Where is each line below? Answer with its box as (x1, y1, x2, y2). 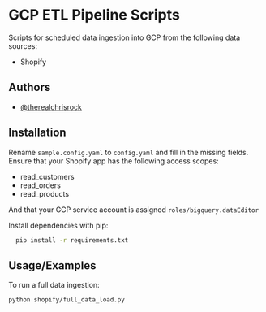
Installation (8, 126, 66, 140)
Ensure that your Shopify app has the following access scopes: (8, 156, 219, 166)
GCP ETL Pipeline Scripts (8, 6, 180, 24)
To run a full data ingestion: (8, 280, 100, 290)
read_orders (19, 180, 61, 190)
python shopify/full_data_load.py (8, 296, 126, 304)
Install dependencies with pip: (8, 220, 109, 230)
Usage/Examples (8, 258, 97, 272)
